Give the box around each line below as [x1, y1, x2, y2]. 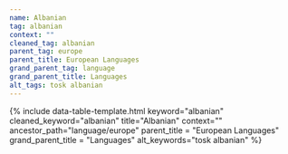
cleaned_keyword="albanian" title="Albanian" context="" [9, 115, 224, 126]
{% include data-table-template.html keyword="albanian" [9, 105, 225, 116]
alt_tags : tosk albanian [9, 81, 103, 90]
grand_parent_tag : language [9, 64, 116, 73]
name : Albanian [9, 13, 67, 23]
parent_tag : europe [9, 47, 83, 56]
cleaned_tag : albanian [9, 38, 95, 48]
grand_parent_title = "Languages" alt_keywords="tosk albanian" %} [9, 134, 263, 145]
